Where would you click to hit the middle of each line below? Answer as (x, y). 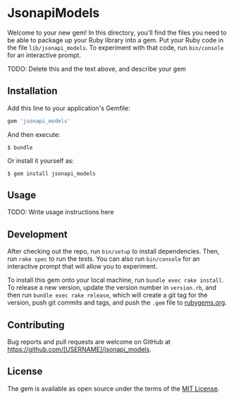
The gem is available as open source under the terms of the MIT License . (113, 388)
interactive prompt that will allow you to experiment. (82, 266)
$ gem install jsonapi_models (52, 173)
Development (38, 234)
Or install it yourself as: (41, 160)
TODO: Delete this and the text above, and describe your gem (97, 69)
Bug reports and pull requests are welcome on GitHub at (89, 342)
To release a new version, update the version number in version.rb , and (112, 288)
